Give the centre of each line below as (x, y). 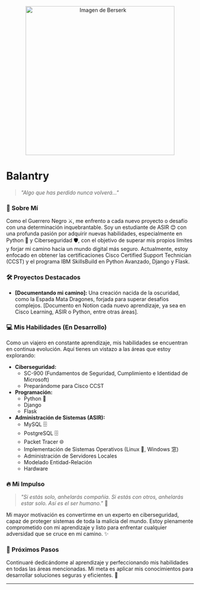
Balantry (28, 176)
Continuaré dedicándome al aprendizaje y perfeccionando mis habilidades (97, 563)
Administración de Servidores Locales (70, 456)
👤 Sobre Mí (22, 208)
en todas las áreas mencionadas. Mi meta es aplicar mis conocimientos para (100, 569)
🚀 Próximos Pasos (33, 549)
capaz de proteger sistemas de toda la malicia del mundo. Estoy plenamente (100, 521)
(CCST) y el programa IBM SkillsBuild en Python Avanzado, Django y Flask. (98, 262)
